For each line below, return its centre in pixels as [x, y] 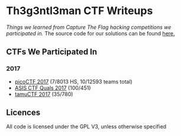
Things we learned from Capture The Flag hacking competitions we [89, 27]
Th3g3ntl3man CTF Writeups [80, 11]
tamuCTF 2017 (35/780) [44, 94]
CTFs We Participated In [52, 52]
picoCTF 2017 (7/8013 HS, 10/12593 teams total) [74, 81]
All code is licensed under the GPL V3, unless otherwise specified [86, 127]
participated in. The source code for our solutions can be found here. [91, 33]
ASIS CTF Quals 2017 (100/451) [53, 88]
